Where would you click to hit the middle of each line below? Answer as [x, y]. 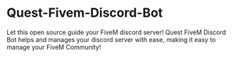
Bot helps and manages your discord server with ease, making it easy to [111, 39]
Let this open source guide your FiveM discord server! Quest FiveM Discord [116, 32]
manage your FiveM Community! [54, 47]
